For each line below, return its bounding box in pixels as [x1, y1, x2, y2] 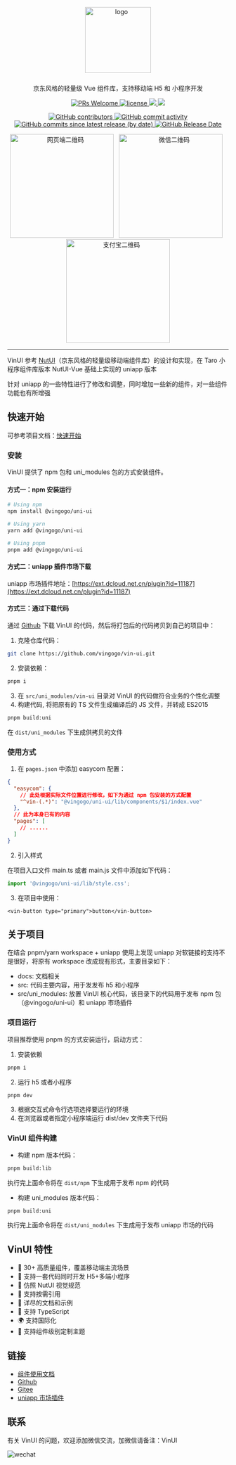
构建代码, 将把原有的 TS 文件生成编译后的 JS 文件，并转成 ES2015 [17, 700, 209, 708]
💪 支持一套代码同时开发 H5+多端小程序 [17, 1272, 130, 1281]
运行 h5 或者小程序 [17, 1077, 72, 1086]
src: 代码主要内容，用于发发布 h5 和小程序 [17, 981, 140, 990]
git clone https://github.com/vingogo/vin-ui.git [7, 650, 156, 657]
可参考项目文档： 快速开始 [7, 431, 81, 440]
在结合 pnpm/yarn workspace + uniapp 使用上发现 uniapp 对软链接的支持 [7, 948, 219, 957]
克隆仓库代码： [17, 636, 61, 644]
